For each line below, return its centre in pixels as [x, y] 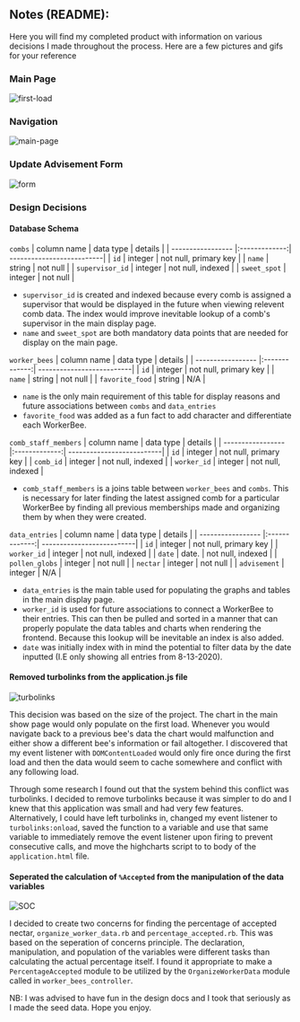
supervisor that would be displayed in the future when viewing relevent [153, 304]
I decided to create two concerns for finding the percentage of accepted [143, 923]
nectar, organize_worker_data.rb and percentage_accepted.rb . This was [141, 933]
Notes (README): [60, 15]
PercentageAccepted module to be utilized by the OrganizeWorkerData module [150, 971]
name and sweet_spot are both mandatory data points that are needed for [155, 332]
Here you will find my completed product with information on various [136, 36]
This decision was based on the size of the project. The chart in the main [144, 715]
